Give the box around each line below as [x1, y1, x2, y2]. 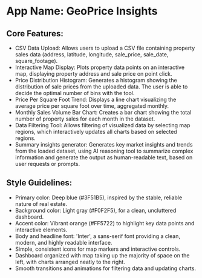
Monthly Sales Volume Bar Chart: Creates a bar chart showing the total [15, 109, 192, 116]
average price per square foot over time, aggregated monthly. [15, 102, 169, 110]
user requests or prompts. [15, 161, 80, 167]
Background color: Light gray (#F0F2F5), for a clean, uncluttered [15, 207, 177, 214]
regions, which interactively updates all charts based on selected [15, 128, 177, 135]
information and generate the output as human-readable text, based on [15, 154, 193, 161]
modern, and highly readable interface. [15, 239, 112, 246]
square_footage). [15, 58, 58, 64]
